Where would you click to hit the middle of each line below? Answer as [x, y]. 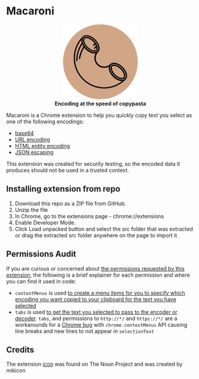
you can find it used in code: [41, 281]
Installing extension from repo [63, 189]
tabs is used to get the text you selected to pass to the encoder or [96, 312]
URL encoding [32, 140]
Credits [20, 349]
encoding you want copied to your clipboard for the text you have [95, 299]
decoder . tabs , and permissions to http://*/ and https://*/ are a [96, 318]
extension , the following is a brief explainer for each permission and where [98, 275]
